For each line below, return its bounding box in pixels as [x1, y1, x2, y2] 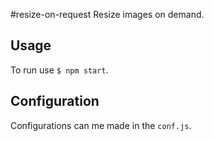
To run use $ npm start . [10, 64, 109, 76]
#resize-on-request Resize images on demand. [10, 9, 205, 20]
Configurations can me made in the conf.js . [10, 119, 192, 131]
